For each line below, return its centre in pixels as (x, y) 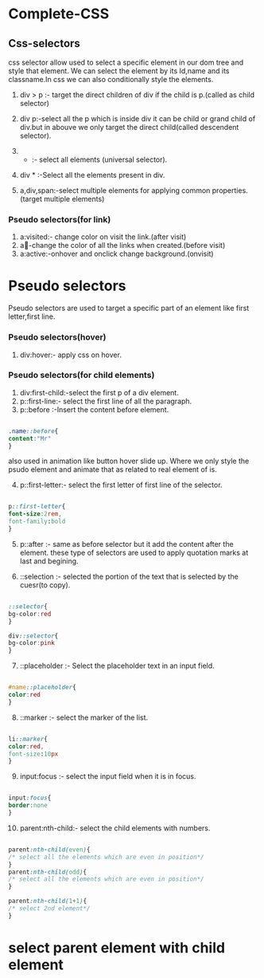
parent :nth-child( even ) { (49, 850)
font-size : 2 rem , (35, 514)
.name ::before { (33, 431)
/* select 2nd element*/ (49, 909)
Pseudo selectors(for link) (60, 219)
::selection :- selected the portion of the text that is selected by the (129, 576)
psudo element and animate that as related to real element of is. (113, 469)
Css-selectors (45, 43)
